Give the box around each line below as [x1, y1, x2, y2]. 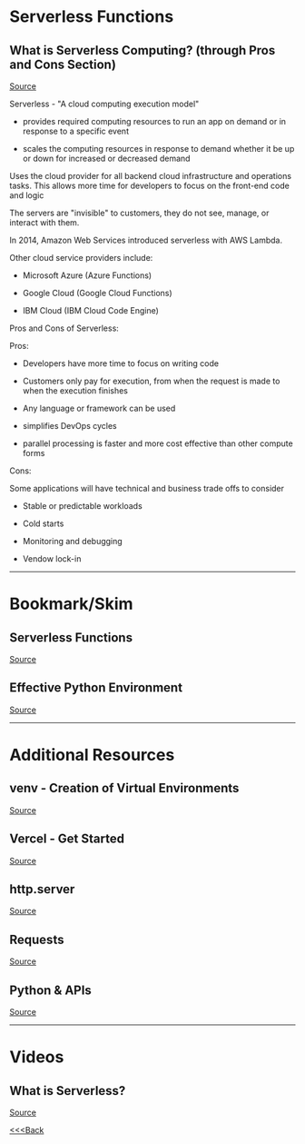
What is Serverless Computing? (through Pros [9, 43, 276, 58]
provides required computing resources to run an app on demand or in [22, 116, 287, 126]
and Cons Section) [9, 56, 116, 72]
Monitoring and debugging [22, 536, 123, 546]
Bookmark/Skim [9, 593, 133, 614]
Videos [9, 1047, 64, 1068]
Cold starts [22, 518, 64, 529]
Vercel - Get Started [9, 831, 125, 847]
